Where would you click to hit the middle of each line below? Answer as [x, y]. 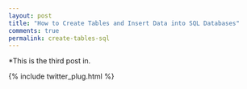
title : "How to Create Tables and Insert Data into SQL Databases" [124, 23]
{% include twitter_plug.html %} [61, 76]
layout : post [30, 16]
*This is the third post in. [50, 61]
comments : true [34, 30]
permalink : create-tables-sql [59, 38]
